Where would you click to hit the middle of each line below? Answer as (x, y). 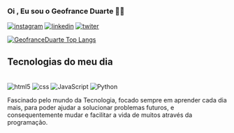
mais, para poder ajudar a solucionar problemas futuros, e (91, 107)
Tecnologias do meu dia (60, 62)
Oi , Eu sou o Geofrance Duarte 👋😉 (66, 11)
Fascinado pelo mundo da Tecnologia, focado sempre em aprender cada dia (117, 100)
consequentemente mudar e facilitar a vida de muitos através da (100, 115)
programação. (28, 122)
